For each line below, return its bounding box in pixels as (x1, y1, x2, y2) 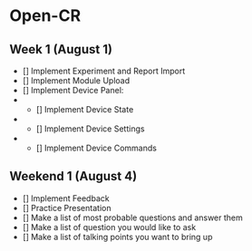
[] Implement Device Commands (35, 142, 157, 153)
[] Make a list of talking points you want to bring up (22, 231, 213, 242)
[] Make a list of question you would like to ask (22, 221, 197, 232)
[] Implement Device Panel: (22, 85, 124, 95)
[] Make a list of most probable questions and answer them (22, 212, 243, 223)
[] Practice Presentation (22, 202, 111, 213)
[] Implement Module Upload (22, 75, 131, 86)
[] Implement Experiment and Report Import (22, 65, 186, 76)
